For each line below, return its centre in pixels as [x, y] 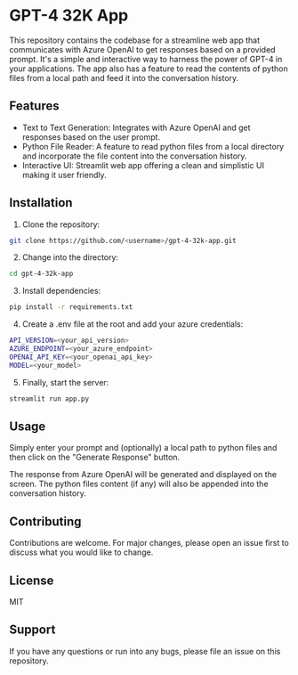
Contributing [45, 521]
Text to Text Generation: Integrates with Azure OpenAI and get [136, 127]
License [32, 580]
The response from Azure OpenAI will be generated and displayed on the [143, 475]
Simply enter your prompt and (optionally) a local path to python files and [143, 448]
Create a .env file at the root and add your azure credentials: [133, 324]
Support [32, 630]
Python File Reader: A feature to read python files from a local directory [153, 146]
